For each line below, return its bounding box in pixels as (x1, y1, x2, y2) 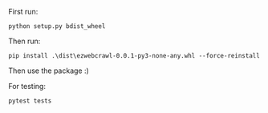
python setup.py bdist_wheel (8, 22, 106, 30)
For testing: (8, 82, 47, 91)
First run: (8, 7, 39, 16)
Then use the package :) (8, 66, 90, 75)
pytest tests (8, 97, 52, 105)
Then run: (8, 36, 41, 46)
